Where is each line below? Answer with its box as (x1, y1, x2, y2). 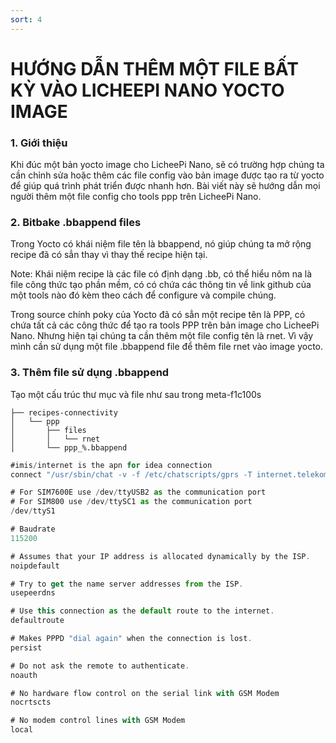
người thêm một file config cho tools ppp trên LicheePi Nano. (10, 191, 262, 203)
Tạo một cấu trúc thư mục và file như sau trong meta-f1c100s (10, 388, 262, 400)
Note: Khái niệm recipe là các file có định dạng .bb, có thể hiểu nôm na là (10, 268, 313, 280)
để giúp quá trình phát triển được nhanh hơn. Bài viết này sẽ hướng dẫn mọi (10, 180, 321, 192)
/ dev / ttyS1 (10, 506, 56, 516)
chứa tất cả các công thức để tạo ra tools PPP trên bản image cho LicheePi (10, 319, 320, 331)
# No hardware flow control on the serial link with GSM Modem (10, 688, 280, 698)
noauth (10, 670, 38, 680)
